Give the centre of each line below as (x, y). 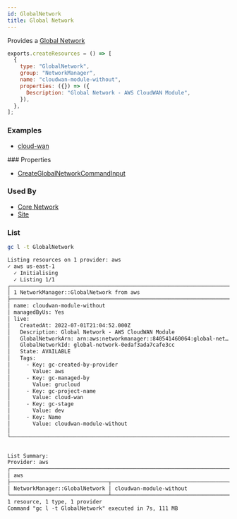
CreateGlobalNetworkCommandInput (71, 173)
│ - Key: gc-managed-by (49, 378)
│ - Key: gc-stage (41, 404)
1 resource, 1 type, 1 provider (55, 501)
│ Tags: (22, 358)
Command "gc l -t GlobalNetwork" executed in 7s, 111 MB (93, 508)
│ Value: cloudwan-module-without (68, 424)
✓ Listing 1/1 (34, 279)
